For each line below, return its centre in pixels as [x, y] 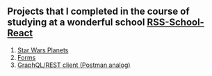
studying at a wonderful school [76, 23]
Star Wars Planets [43, 50]
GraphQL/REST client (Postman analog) [74, 65]
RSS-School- [176, 23]
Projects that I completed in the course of [98, 12]
